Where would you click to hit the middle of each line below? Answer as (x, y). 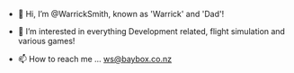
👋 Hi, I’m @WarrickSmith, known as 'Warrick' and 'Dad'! (121, 14)
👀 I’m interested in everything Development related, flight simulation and (151, 31)
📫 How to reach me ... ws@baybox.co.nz (95, 59)
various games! (46, 41)
